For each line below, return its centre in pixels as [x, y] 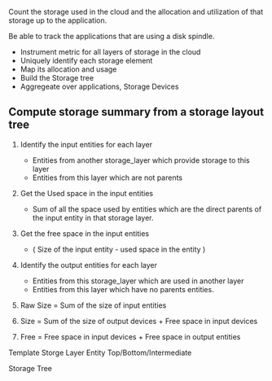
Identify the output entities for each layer [88, 265]
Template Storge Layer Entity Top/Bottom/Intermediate [100, 353]
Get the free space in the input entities [84, 233]
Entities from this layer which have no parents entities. [123, 289]
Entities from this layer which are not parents [107, 177]
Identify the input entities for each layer [86, 144]
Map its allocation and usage [68, 69]
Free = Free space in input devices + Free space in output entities [130, 336]
